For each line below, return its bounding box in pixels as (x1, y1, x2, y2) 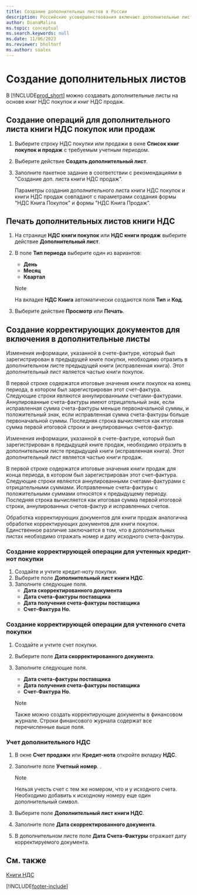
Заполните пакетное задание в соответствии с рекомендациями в (14, 169, 182, 176)
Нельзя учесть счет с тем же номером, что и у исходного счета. (14, 785, 177, 793)
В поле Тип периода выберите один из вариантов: (14, 250, 142, 257)
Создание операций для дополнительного (6, 115, 171, 125)
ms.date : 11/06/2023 (6, 36, 57, 42)
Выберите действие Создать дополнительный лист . (14, 157, 148, 165)
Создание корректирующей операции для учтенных (6, 548, 165, 556)
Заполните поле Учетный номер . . (14, 763, 101, 770)
